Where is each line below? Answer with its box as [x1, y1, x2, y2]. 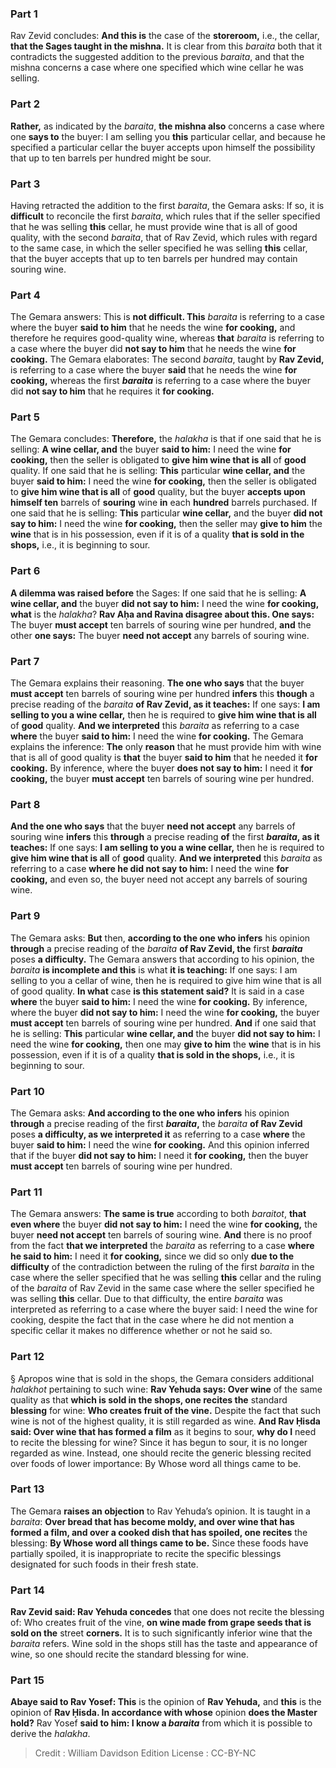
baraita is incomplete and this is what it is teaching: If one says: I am [10, 963, 298, 976]
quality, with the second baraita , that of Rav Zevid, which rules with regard [10, 231, 318, 243]
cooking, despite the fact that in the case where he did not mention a [10, 1314, 295, 1326]
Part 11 [10, 1185, 43, 1199]
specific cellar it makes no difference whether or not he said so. [10, 1325, 273, 1337]
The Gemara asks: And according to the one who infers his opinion [10, 1107, 290, 1119]
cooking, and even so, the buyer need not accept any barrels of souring [10, 873, 308, 886]
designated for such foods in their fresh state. [10, 1558, 199, 1570]
